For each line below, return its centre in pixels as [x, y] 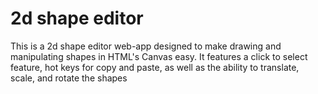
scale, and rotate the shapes [69, 78]
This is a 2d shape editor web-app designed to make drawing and [146, 46]
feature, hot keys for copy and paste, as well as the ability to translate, [155, 67]
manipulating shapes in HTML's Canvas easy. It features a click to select [159, 56]
